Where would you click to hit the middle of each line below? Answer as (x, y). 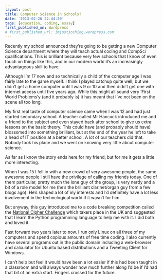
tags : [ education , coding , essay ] (40, 23)
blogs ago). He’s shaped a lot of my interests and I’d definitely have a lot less (82, 192)
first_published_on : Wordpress (37, 28)
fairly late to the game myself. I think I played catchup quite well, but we (77, 81)
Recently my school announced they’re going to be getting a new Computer (81, 46)
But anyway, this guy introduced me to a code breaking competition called (80, 207)
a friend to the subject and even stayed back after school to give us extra (78, 122)
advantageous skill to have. (32, 67)
